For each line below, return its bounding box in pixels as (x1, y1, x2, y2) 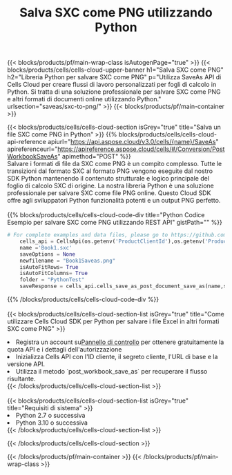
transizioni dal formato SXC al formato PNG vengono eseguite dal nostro (7, 167, 213, 175)
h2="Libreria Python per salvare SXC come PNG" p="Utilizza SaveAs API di (7, 73, 222, 81)
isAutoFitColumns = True (19, 270, 88, 277)
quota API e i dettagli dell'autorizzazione (7, 345, 122, 354)
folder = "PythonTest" (19, 276, 85, 283)
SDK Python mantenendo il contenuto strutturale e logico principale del (7, 174, 209, 183)
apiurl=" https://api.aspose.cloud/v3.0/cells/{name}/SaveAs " (47, 138, 219, 146)
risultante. (7, 374, 36, 383)
